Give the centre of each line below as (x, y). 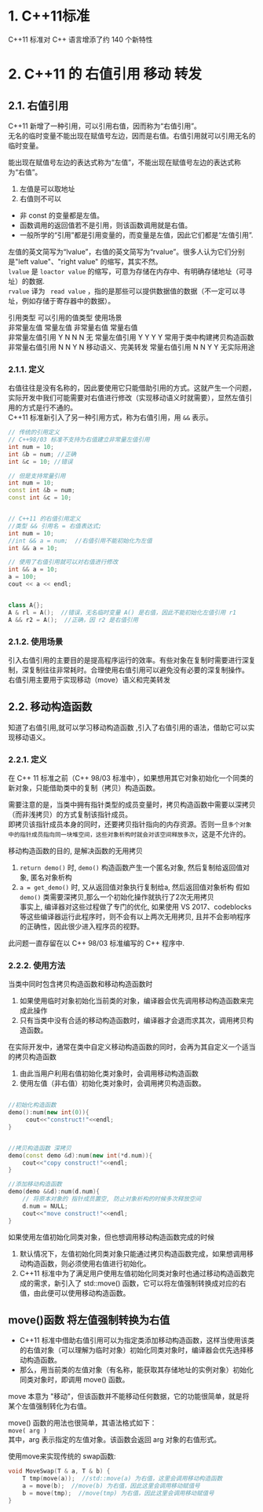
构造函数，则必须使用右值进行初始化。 (88, 1264)
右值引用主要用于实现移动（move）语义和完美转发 (89, 679)
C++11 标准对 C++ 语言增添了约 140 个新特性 (80, 39)
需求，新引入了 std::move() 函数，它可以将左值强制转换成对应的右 (140, 1283)
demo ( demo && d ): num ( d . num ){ (54, 1192)
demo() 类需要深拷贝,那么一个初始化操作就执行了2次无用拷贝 (117, 897)
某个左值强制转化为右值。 (49, 1406)
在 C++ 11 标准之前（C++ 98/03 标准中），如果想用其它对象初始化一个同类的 (131, 778)
